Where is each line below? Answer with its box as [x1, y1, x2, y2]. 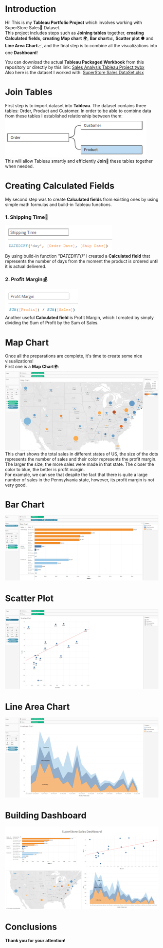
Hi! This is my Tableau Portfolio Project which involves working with [5, 19, 143, 25]
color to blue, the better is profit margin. [5, 467, 85, 473]
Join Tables [5, 87, 53, 98]
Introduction [5, 3, 56, 15]
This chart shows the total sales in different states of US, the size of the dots [5, 451, 159, 457]
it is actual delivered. [5, 264, 47, 269]
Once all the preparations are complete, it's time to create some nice [5, 353, 143, 359]
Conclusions [5, 922, 57, 932]
